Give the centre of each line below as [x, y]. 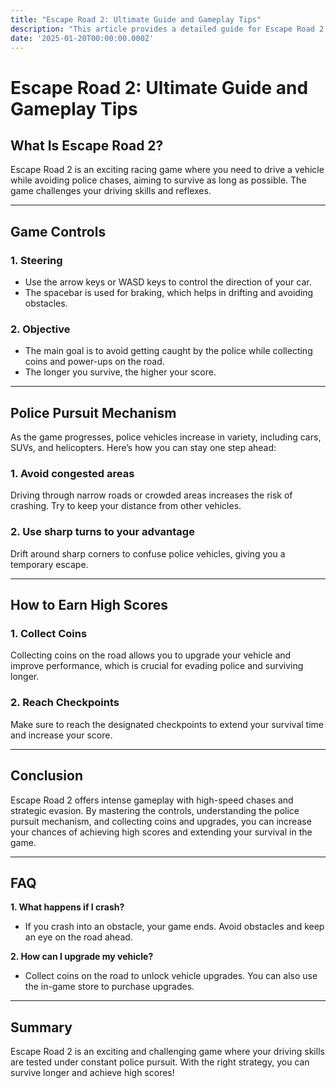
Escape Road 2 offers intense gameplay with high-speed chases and [152, 800]
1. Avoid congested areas [72, 474]
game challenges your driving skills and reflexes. [111, 191]
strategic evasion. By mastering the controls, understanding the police [155, 810]
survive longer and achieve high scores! [92, 1073]
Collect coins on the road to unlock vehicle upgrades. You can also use [171, 976]
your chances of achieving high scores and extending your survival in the [161, 832]
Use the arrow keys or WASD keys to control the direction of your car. [168, 282]
